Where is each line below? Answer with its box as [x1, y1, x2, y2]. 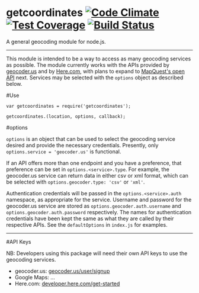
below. [6, 80, 23, 87]
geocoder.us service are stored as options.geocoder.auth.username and [6, 202, 182, 210]
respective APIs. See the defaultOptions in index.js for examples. [6, 221, 168, 228]
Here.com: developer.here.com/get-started [14, 280, 120, 287]
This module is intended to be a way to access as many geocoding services [6, 55, 191, 62]
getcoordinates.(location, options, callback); [6, 113, 126, 120]
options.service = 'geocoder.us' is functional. [6, 148, 121, 155]
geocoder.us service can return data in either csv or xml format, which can [6, 172, 188, 179]
